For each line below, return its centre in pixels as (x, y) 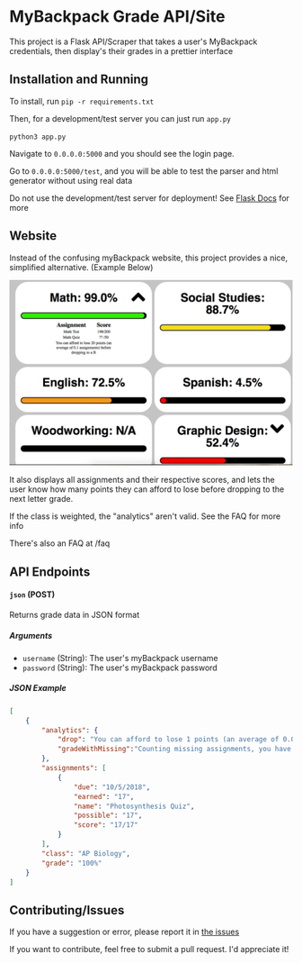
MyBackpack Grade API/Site (117, 17)
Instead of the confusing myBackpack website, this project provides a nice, (149, 258)
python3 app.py (38, 137)
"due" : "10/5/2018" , (112, 787)
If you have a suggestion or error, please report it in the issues (124, 932)
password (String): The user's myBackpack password (120, 668)
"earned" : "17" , (104, 796)
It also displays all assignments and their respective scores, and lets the (142, 480)
